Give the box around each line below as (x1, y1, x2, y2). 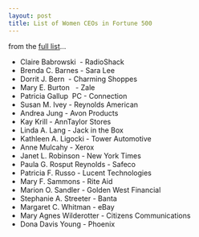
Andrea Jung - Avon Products (19, 108, 119, 117)
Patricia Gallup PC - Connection (19, 91, 128, 100)
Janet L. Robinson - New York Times (19, 150, 142, 161)
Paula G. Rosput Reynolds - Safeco (19, 159, 136, 169)
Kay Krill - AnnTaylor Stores (19, 116, 112, 126)
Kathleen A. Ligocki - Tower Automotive (19, 133, 152, 143)
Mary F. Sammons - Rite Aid (19, 176, 113, 186)
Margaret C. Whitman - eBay (19, 202, 115, 211)
